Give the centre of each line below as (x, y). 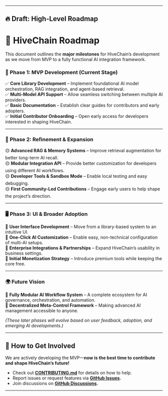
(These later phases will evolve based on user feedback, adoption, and (79, 320)
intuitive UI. (17, 232)
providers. (16, 100)
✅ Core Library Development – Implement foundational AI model (72, 83)
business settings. (24, 253)
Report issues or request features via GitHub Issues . (67, 378)
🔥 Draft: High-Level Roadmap (52, 19)
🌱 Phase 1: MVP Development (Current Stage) (61, 72)
